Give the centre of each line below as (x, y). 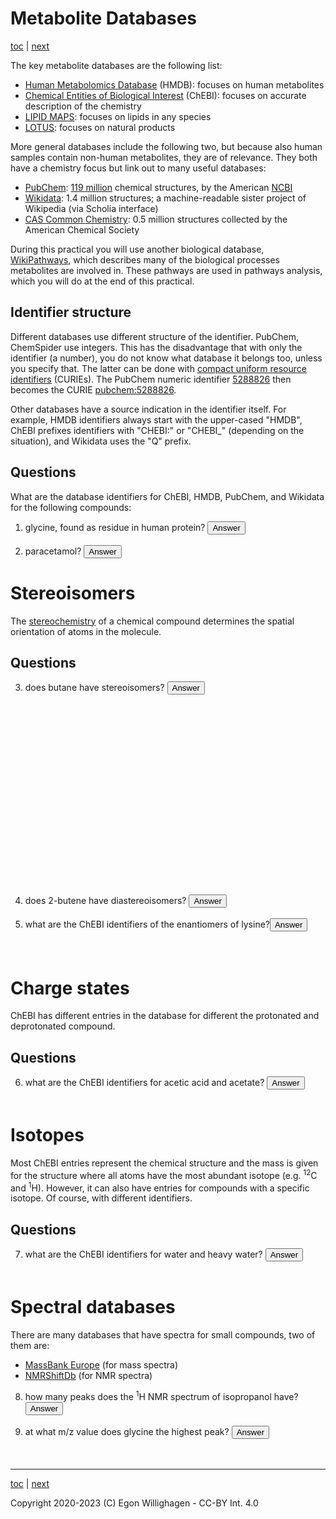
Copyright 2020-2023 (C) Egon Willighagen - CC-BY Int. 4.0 (134, 1503)
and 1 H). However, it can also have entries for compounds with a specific (160, 1187)
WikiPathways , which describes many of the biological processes (145, 259)
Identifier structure (71, 312)
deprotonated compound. (63, 1026)
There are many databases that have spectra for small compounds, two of (163, 1335)
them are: (30, 1346)
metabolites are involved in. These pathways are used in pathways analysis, (166, 270)
